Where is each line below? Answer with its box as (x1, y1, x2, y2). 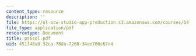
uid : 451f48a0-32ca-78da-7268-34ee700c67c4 (6, 41, 114, 47)
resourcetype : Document (6, 30, 64, 36)
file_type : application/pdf (6, 24, 75, 31)
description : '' (6, 14, 45, 20)
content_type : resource (6, 8, 64, 15)
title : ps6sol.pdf (6, 36, 51, 41)
